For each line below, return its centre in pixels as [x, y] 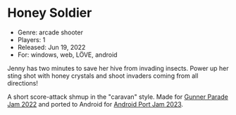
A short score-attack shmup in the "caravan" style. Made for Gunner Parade [118, 97]
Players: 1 [31, 39]
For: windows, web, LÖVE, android [67, 55]
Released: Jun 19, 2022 [51, 47]
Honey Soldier [50, 13]
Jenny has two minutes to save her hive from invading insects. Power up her [118, 68]
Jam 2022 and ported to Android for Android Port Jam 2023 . [95, 104]
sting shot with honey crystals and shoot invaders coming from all [103, 76]
